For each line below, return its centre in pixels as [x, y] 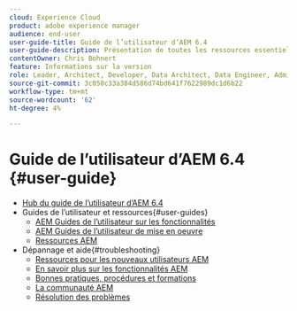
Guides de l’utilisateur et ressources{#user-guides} [115, 213]
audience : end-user [45, 34]
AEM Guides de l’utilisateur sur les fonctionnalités [125, 222]
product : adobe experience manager [75, 26]
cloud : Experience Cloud [55, 17]
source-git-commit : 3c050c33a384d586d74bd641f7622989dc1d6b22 [126, 83]
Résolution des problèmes [83, 297]
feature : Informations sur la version [80, 67]
